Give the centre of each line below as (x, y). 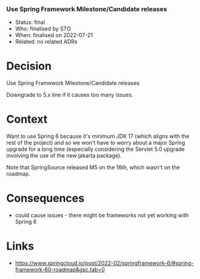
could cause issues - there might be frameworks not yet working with (102, 215)
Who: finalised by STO (43, 29)
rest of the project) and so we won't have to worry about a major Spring (96, 143)
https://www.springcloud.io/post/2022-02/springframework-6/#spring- (104, 263)
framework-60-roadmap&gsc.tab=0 (60, 270)
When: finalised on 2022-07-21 (54, 35)
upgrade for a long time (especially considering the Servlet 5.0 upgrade (95, 149)
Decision (29, 66)
